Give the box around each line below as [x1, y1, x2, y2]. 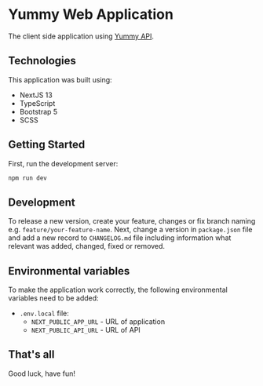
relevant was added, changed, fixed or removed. [8, 242, 166, 251]
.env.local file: [19, 308, 69, 319]
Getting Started [8, 138, 86, 151]
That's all [8, 348, 55, 362]
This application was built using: [8, 75, 112, 84]
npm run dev [8, 174, 47, 182]
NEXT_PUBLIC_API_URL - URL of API [31, 326, 141, 335]
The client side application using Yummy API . [8, 31, 155, 41]
